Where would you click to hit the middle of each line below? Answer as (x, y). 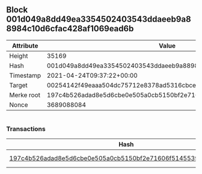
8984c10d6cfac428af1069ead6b (70, 29)
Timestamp (25, 75)
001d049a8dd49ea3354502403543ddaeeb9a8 (99, 20)
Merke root (25, 95)
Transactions (26, 129)
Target (19, 85)
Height (19, 55)
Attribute (25, 46)
